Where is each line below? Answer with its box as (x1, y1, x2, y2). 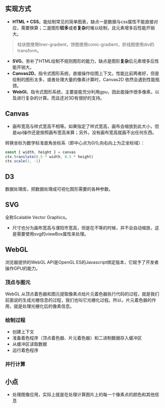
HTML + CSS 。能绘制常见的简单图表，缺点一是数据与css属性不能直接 (12, 19, 154, 25)
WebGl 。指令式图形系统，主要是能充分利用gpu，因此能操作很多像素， (12, 89, 155, 94)
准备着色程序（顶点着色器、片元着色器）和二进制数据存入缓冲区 (12, 335, 142, 341)
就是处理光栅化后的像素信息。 (13, 303, 74, 309)
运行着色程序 (12, 347, 38, 353)
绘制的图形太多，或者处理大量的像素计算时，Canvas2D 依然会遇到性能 (12, 76, 156, 82)
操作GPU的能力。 (5, 265, 40, 271)
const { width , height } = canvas (5, 150, 76, 155)
